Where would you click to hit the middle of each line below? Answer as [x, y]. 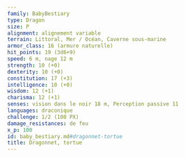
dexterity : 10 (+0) [35, 72]
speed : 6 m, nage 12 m [40, 59]
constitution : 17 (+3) [40, 78]
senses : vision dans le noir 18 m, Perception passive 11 [93, 104]
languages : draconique [40, 110]
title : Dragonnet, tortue [45, 143]
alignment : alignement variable [54, 33]
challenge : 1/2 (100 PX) [43, 117]
